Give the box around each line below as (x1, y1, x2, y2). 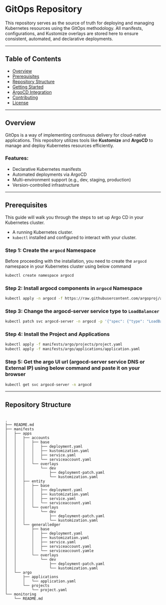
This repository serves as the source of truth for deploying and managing (5, 20, 155, 26)
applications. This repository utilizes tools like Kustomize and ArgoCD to (5, 137, 153, 143)
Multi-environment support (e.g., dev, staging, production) (12, 176, 131, 182)
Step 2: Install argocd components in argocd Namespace (5, 285, 143, 292)
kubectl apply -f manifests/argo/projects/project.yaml (5, 342, 123, 347)
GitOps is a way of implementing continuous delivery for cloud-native (5, 132, 147, 138)
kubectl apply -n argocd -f (5, 296, 63, 301)
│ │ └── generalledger (5, 523, 61, 528)
